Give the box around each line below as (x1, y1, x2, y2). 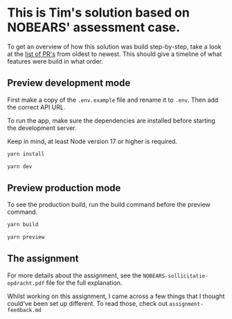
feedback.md (7, 307, 42, 313)
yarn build (7, 221, 39, 228)
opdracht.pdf (7, 280, 45, 286)
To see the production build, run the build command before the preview (7, 201, 211, 209)
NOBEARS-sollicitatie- (143, 272, 209, 280)
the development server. (7, 123, 77, 132)
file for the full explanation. (46, 278, 123, 286)
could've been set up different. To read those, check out (7, 299, 168, 307)
